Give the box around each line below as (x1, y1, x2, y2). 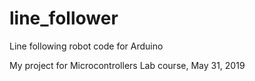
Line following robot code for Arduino (9, 40, 164, 52)
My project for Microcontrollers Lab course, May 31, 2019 (9, 59, 246, 71)
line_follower (9, 7, 119, 30)
